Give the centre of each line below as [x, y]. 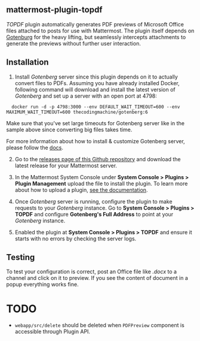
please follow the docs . [35, 147]
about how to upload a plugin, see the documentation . [81, 190]
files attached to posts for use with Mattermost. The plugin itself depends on [100, 31]
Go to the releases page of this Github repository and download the [98, 159]
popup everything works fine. [42, 285]
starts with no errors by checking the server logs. [76, 239]
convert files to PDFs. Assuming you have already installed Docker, [97, 83]
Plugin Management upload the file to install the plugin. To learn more [101, 183]
